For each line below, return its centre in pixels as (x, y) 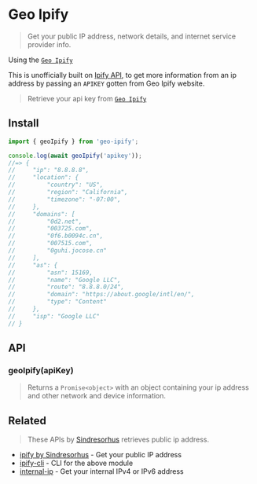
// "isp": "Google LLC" (54, 316)
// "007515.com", (50, 244)
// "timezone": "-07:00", (65, 199)
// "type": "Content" (58, 302)
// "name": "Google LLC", (65, 280)
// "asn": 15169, (50, 273)
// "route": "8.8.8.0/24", (66, 287)
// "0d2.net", (45, 222)
